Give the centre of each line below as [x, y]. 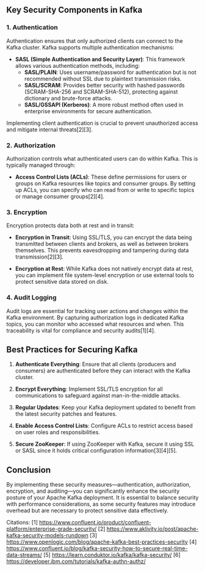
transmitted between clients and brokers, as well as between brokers [102, 244]
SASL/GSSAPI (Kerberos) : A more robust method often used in [104, 105]
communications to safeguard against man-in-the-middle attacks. [98, 396]
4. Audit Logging [31, 298]
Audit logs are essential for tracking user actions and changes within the [97, 311]
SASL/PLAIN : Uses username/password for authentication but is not [110, 72]
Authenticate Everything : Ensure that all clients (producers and [95, 364]
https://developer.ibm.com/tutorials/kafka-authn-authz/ [76, 561]
